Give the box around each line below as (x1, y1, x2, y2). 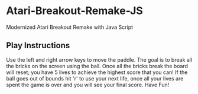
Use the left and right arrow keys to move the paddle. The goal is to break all (6, 56, 193, 63)
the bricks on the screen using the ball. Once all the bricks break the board (6, 62, 188, 69)
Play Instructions (6, 41, 70, 51)
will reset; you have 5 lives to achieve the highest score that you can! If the (6, 69, 188, 76)
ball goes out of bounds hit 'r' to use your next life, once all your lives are (6, 75, 184, 82)
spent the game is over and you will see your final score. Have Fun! (6, 81, 170, 88)
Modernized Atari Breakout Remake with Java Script (6, 23, 134, 31)
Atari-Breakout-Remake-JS (6, 4, 143, 18)
